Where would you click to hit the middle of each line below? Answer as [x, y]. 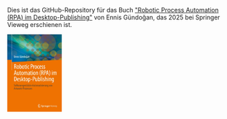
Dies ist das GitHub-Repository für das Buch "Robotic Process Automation [113, 10]
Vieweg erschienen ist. [40, 25]
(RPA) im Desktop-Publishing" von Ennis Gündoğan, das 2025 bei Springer [113, 17]
